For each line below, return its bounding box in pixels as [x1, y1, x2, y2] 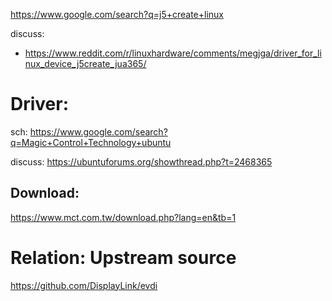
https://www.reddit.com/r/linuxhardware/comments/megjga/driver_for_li [24, 47, 322, 59]
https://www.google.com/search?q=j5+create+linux [10, 9, 224, 20]
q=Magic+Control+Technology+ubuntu [10, 136, 172, 148]
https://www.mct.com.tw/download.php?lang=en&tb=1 [10, 211, 237, 223]
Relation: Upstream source [10, 246, 237, 269]
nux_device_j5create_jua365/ [24, 58, 147, 69]
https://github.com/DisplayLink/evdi [10, 279, 158, 291]
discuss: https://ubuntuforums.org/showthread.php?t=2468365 [10, 155, 273, 168]
